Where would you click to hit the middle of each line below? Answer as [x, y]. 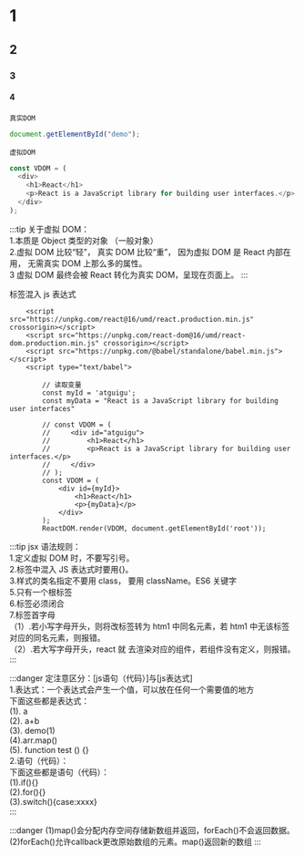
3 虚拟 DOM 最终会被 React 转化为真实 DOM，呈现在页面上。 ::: [129, 274]
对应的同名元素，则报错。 [57, 637]
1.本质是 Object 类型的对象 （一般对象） [84, 240]
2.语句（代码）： [39, 760]
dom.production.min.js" [55, 343]
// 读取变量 [62, 385]
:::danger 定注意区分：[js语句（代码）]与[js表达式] [101, 678]
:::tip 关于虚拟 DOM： [49, 229]
